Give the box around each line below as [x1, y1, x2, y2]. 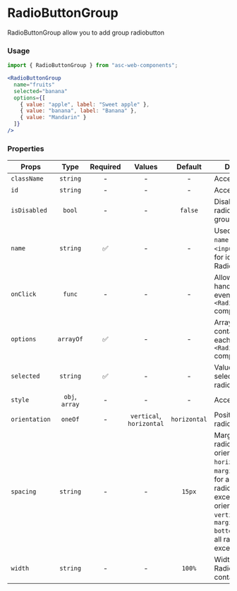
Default [176, 162, 202, 172]
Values [133, 162, 158, 172]
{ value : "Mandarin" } [20, 114, 87, 121]
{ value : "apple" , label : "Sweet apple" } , [20, 101, 150, 108]
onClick [11, 291, 37, 298]
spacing [11, 488, 37, 496]
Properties [7, 143, 44, 153]
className [11, 175, 44, 183]
